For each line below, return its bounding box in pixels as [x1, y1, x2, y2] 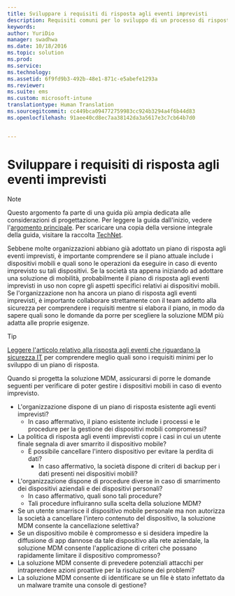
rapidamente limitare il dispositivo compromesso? [17, 551, 161, 560]
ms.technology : [7, 69, 52, 76]
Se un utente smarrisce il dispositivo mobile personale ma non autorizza [17, 506, 225, 515]
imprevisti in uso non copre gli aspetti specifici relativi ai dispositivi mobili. [7, 281, 220, 290]
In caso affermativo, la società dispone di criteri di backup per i [38, 462, 220, 470]
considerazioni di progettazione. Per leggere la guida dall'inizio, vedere [7, 215, 212, 224]
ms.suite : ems [7, 88, 49, 95]
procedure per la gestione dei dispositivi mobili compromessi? [27, 425, 207, 433]
